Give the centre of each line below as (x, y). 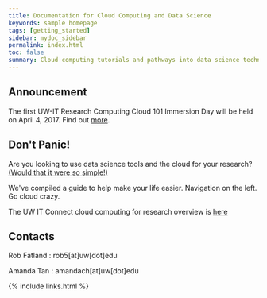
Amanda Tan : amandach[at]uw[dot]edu (74, 271)
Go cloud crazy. (34, 196)
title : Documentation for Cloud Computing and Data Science (110, 15)
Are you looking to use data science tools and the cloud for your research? (130, 164)
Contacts (32, 236)
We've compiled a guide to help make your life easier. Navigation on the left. (133, 188)
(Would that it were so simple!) (58, 172)
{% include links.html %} (48, 286)
